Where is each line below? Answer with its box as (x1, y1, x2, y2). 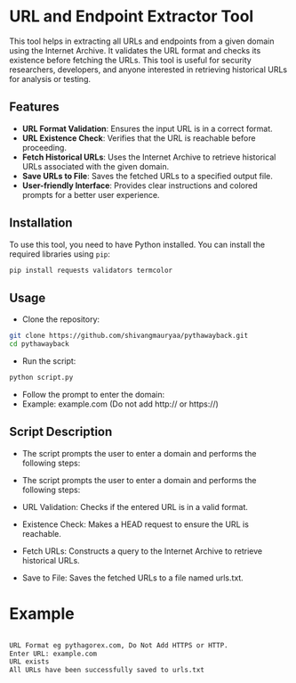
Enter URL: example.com (9, 649, 98, 658)
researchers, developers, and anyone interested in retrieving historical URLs (9, 64, 288, 75)
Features (9, 100, 60, 115)
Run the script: (21, 356, 76, 366)
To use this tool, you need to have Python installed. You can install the (9, 239, 265, 250)
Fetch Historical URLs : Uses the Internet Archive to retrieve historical (21, 152, 276, 162)
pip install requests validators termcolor (9, 266, 173, 275)
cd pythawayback (9, 340, 69, 349)
